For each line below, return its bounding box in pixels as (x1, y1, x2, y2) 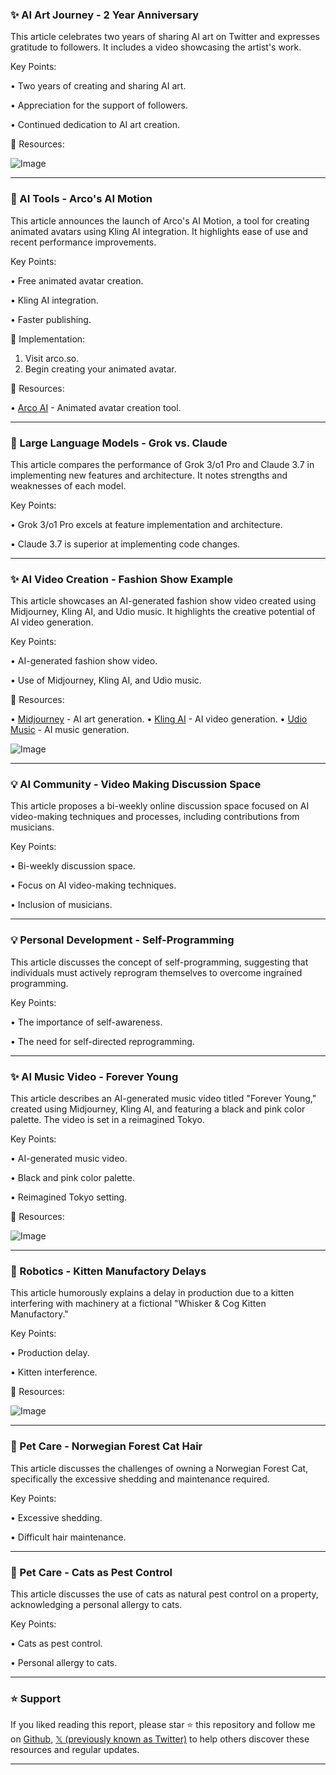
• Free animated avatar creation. (10, 274, 144, 287)
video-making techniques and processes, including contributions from (10, 811, 300, 823)
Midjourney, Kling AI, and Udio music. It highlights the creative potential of (10, 606, 316, 618)
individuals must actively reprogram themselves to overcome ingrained (10, 966, 303, 978)
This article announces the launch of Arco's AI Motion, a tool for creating (10, 214, 310, 227)
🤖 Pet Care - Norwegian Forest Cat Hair (10, 1439, 203, 1453)
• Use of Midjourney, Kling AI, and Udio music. (10, 674, 202, 687)
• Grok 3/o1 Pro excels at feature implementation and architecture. (10, 518, 283, 530)
